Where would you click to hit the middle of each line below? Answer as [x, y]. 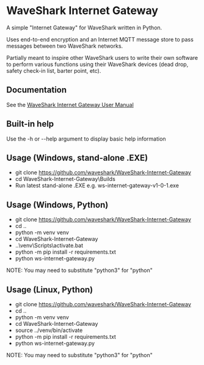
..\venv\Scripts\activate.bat [49, 246]
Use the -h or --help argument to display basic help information [86, 139]
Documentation [37, 90]
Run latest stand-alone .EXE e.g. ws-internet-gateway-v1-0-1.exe [97, 186]
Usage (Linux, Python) [50, 289]
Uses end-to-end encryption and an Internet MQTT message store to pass [100, 39]
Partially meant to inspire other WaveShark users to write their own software [102, 57]
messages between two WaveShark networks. [65, 46]
